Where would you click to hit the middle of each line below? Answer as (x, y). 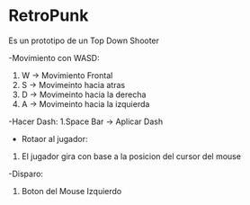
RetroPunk (49, 16)
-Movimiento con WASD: (54, 58)
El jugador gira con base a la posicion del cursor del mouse (131, 156)
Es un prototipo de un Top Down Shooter (84, 40)
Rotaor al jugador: (54, 138)
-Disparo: (26, 174)
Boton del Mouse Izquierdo (71, 191)
